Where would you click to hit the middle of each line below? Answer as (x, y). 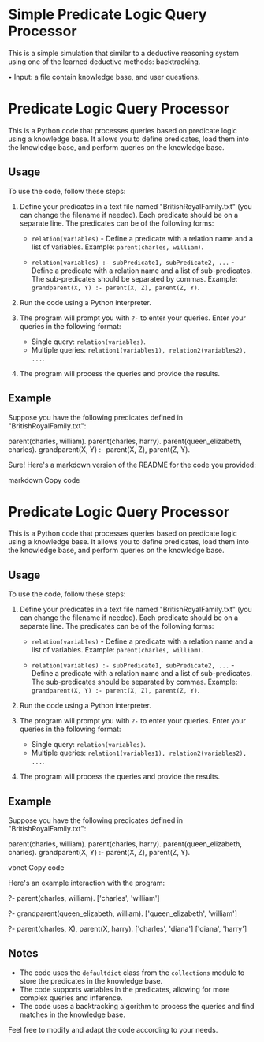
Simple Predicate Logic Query (108, 15)
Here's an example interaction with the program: (87, 883)
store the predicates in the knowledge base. (91, 980)
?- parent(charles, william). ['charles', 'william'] (84, 898)
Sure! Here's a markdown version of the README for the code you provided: (132, 465)
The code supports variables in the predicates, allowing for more (125, 989)
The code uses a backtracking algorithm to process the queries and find (137, 1006)
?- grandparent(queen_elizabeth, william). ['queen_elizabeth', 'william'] (123, 913)
